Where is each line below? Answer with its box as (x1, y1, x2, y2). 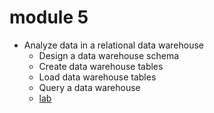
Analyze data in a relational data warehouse (23, 39, 205, 51)
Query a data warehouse (38, 81, 141, 93)
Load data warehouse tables (38, 71, 157, 83)
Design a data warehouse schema (38, 49, 180, 61)
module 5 (9, 6, 89, 29)
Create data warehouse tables (38, 60, 164, 72)
